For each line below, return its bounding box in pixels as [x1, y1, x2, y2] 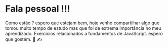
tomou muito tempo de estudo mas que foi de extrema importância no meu [5, 25, 161, 31]
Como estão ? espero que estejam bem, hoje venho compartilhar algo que [5, 20, 160, 26]
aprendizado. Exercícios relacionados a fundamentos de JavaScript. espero [5, 30, 163, 36]
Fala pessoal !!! [5, 3, 70, 15]
